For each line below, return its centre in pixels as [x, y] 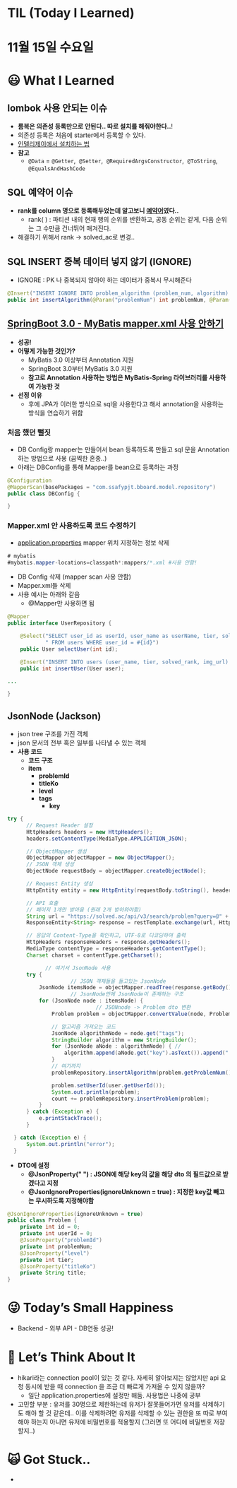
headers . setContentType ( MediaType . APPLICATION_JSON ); [107, 839]
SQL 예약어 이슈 [40, 192]
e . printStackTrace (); [70, 1118]
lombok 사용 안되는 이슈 [57, 108]
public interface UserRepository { [60, 623]
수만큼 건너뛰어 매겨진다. [77, 228]
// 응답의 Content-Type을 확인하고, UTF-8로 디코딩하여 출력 [106, 935]
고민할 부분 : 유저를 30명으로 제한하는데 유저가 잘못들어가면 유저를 [109, 1405]
